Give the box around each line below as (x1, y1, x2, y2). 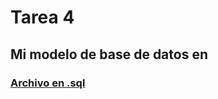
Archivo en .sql (10, 76, 86, 90)
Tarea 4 (10, 6, 75, 29)
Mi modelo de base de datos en (10, 46, 208, 63)
